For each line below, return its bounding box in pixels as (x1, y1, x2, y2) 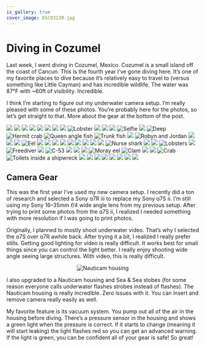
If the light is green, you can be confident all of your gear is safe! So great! (6, 334, 194, 341)
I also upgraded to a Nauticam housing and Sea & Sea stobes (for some (6, 276, 187, 284)
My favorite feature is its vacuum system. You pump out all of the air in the (6, 308, 194, 315)
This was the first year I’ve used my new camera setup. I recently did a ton (6, 189, 195, 196)
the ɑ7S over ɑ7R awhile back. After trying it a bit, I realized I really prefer (6, 233, 191, 240)
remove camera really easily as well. (6, 296, 98, 303)
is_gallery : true (6, 9, 51, 15)
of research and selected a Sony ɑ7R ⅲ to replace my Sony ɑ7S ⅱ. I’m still (6, 195, 191, 203)
